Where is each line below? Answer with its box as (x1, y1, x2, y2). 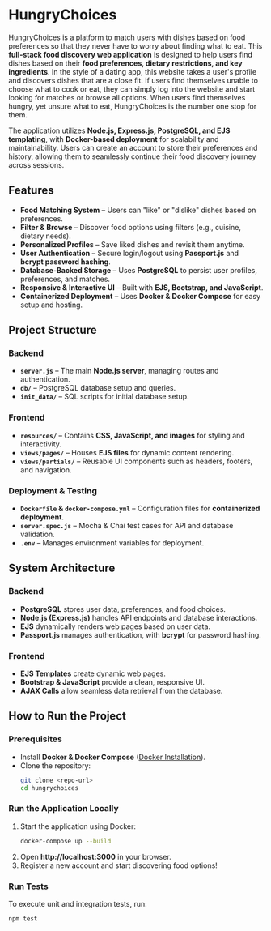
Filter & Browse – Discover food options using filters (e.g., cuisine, (19, 222, 241, 232)
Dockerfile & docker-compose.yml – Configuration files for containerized (19, 504, 260, 514)
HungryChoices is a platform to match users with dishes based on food (8, 32, 246, 42)
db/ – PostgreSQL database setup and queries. (19, 383, 176, 393)
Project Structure (8, 323, 97, 337)
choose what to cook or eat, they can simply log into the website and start (8, 83, 256, 94)
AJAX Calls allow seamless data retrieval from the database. (19, 686, 223, 696)
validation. (19, 529, 55, 540)
